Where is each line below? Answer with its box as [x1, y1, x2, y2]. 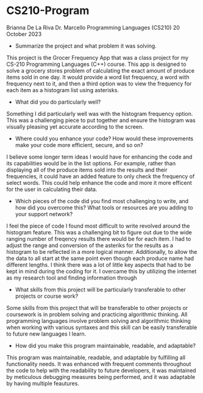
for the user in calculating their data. [6, 186, 98, 193]
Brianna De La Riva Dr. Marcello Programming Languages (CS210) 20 [6, 24, 180, 31]
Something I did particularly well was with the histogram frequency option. [6, 110, 193, 117]
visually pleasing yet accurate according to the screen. [6, 123, 144, 130]
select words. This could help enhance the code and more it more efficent [6, 179, 192, 186]
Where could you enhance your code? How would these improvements [15, 135, 194, 142]
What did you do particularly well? [15, 98, 101, 106]
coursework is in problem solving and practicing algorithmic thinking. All [6, 311, 188, 318]
